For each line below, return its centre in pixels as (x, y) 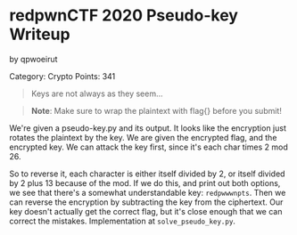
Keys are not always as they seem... (97, 93)
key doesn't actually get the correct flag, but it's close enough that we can (146, 211)
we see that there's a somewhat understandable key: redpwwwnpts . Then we (148, 192)
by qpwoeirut (33, 59)
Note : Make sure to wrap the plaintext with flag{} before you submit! (157, 110)
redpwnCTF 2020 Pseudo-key (124, 16)
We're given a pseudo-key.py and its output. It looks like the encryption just (148, 128)
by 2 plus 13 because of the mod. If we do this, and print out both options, (145, 182)
